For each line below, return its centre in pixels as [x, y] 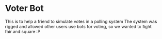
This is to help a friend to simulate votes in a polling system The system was [81, 21]
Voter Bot [24, 8]
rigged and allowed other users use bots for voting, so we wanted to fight [78, 26]
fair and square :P [23, 31]
